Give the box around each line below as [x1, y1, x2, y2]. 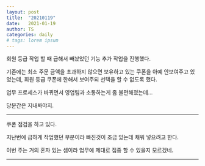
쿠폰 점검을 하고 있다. [6, 121, 57, 127]
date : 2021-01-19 [6, 20, 56, 26]
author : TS [6, 26, 34, 32]
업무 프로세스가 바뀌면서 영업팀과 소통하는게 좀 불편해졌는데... [6, 89, 153, 96]
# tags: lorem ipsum [6, 37, 59, 43]
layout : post [6, 9, 40, 15]
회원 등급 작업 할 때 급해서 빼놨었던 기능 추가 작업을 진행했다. [6, 55, 151, 62]
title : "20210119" [6, 15, 56, 21]
